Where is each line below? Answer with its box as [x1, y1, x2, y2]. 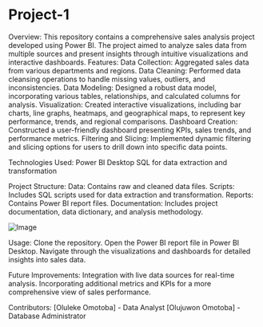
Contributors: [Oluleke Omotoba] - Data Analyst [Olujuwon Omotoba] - [8, 302, 241, 312]
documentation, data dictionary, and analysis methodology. [8, 207, 204, 216]
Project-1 [8, 6, 70, 24]
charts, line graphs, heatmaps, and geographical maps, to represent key [8, 108, 245, 117]
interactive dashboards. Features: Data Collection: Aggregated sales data [8, 57, 249, 67]
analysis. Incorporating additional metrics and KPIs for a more [8, 278, 212, 288]
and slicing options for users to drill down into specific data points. [8, 142, 228, 152]
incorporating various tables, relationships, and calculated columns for [8, 91, 241, 100]
